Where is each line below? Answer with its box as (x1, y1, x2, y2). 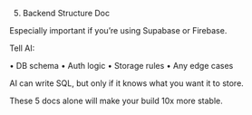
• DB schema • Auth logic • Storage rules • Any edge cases (9, 61, 234, 71)
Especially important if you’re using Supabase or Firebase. (9, 25, 228, 35)
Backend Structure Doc (22, 8, 111, 18)
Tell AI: (9, 43, 35, 53)
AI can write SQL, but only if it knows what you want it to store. (9, 78, 245, 89)
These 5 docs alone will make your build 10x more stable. (9, 95, 224, 106)
